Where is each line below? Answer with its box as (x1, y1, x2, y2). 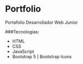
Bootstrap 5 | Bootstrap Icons (12, 53, 72, 59)
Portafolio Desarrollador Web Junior (5, 19, 78, 25)
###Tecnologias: (5, 29, 39, 34)
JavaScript (12, 48, 34, 54)
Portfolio (5, 3, 41, 15)
